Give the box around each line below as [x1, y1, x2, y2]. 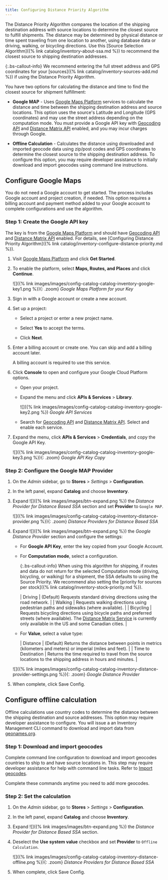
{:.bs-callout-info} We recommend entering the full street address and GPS [5, 63, 160, 69]
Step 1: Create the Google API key [5, 218, 89, 226]
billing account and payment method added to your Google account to [5, 200, 150, 206]
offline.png [12, 859, 35, 865]
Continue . [12, 270, 34, 277]
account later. [12, 349, 41, 355]
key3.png [12, 454, 32, 461]
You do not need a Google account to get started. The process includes [5, 190, 153, 196]
